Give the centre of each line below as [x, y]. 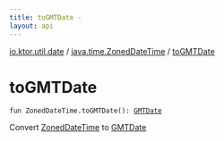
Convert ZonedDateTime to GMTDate [78, 128]
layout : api [31, 26]
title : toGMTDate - [46, 17]
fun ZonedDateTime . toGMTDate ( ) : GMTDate [86, 111]
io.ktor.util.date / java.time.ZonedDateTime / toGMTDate [112, 51]
